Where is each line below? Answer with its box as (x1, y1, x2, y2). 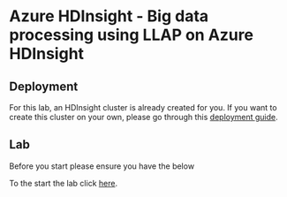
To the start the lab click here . (9, 178, 117, 188)
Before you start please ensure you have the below (9, 161, 195, 171)
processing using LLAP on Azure (9, 25, 254, 45)
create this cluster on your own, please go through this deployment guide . (9, 112, 278, 122)
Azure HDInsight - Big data (9, 6, 209, 27)
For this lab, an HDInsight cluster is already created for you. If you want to (9, 102, 277, 112)
